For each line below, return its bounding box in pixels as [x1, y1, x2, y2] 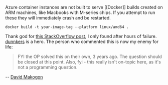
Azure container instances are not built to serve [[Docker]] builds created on [5, 4, 163, 10]
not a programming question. [17, 64, 78, 70]
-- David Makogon [5, 74, 43, 79]
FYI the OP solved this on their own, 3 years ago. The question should [17, 53, 162, 59]
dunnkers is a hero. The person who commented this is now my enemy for [5, 38, 159, 44]
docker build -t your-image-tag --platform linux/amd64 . [5, 24, 129, 29]
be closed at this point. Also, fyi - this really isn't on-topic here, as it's [17, 59, 161, 64]
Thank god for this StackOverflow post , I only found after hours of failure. [5, 33, 157, 39]
